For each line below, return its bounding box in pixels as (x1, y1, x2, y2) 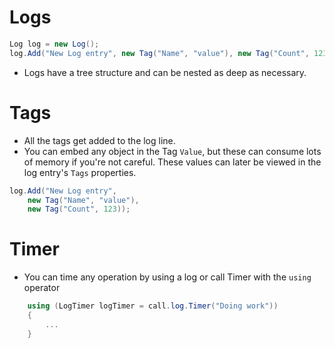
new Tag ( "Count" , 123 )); (27, 204, 131, 215)
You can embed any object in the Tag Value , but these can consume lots (23, 145, 322, 157)
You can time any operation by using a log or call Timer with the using (23, 271, 312, 283)
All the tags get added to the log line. (23, 134, 176, 146)
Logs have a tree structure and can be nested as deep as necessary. (23, 66, 307, 78)
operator (23, 282, 61, 294)
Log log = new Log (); (9, 39, 100, 49)
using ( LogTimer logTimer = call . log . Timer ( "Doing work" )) (27, 301, 279, 311)
